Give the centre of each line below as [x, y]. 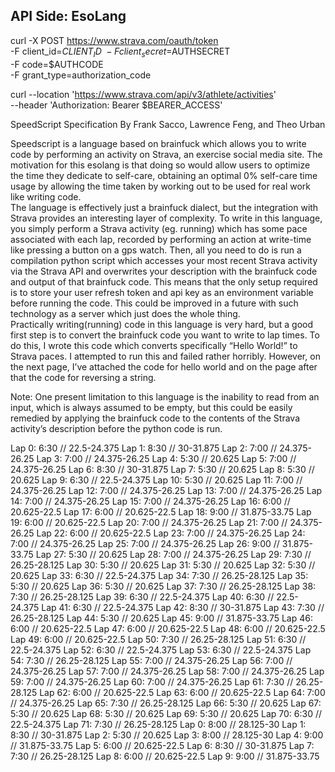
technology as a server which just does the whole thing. [125, 313]
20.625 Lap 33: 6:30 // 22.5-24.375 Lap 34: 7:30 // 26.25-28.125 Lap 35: [159, 575]
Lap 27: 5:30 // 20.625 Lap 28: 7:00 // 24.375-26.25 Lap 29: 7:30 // [173, 554]
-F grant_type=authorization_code [81, 75]
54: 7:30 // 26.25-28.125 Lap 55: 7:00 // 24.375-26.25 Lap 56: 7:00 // [151, 660]
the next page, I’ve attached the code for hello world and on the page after [164, 366]
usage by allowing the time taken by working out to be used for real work [160, 186]
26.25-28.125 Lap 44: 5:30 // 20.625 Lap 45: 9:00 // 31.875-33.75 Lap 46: [161, 618]
